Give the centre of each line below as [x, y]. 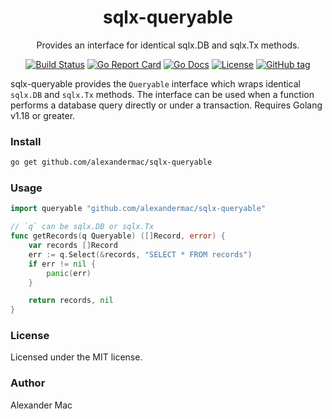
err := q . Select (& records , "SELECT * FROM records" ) [140, 254]
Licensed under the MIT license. [76, 357]
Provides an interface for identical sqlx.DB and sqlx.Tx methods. [168, 45]
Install [26, 141]
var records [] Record [73, 246]
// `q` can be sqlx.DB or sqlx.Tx [82, 227]
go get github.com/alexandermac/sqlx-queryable [111, 162]
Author [28, 383]
